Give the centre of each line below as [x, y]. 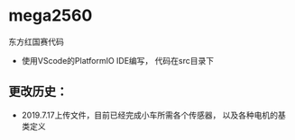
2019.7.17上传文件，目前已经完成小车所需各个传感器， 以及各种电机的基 [153, 115]
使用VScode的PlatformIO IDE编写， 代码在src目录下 [117, 60]
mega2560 [51, 16]
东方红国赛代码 [36, 41]
